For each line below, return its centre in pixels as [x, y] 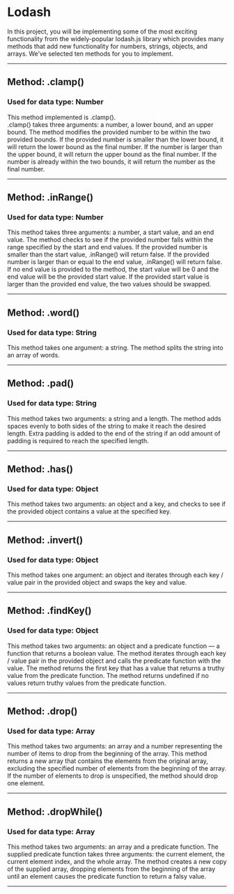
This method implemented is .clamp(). [62, 117]
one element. [26, 783]
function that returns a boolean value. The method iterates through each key [117, 653]
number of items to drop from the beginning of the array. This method [107, 754]
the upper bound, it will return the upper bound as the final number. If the [112, 154]
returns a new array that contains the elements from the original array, [108, 761]
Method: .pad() [41, 384]
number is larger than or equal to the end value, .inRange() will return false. [115, 262]
